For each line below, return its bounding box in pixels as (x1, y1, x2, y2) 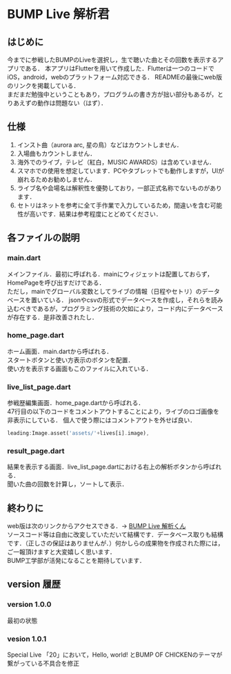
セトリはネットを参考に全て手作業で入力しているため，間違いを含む (17, 201, 210, 209)
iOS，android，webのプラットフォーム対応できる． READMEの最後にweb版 (7, 73, 223, 81)
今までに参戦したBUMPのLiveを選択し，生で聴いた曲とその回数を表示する (7, 56, 218, 64)
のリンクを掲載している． (7, 82, 80, 90)
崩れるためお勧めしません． (17, 175, 97, 183)
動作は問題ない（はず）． (37, 99, 107, 107)
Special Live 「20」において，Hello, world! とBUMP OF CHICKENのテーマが (7, 650, 223, 659)
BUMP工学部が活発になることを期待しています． (7, 556, 146, 565)
